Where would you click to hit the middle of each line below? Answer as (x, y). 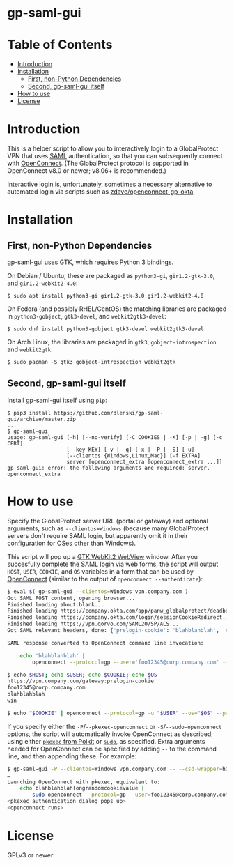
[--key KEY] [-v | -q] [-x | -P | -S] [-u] (131, 450)
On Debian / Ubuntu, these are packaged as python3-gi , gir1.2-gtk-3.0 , (111, 276)
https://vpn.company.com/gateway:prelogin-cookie (81, 681)
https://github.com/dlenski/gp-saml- (109, 413)
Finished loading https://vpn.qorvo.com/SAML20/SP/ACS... (93, 624)
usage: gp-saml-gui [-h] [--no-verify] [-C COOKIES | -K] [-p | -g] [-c (115, 437)
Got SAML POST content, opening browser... (71, 598)
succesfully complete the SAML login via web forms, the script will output (113, 564)
